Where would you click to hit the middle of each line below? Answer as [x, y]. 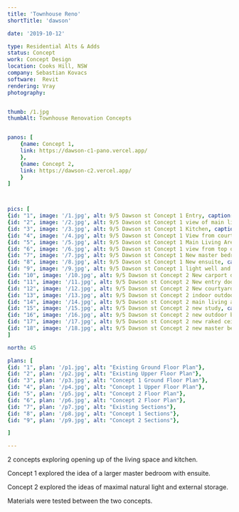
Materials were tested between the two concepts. [80, 501]
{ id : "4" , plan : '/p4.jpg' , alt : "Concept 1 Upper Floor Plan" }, [106, 387]
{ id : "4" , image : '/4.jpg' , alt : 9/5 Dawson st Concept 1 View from [111, 236]
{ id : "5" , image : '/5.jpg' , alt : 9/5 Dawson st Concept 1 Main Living [114, 242]
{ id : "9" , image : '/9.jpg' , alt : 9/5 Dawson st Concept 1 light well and [119, 269]
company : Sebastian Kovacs [47, 73]
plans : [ [20, 360]
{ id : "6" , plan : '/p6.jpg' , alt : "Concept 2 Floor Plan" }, [97, 400]
